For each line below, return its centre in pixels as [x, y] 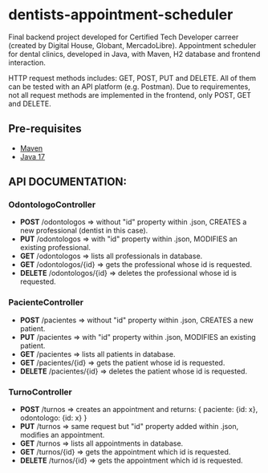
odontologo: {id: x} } [53, 418]
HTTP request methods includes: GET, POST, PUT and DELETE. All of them [132, 78]
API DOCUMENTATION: [67, 182]
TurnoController [40, 392]
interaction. [27, 63]
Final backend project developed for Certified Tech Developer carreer [124, 37]
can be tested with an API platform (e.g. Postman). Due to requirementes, [129, 87]
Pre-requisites [45, 129]
